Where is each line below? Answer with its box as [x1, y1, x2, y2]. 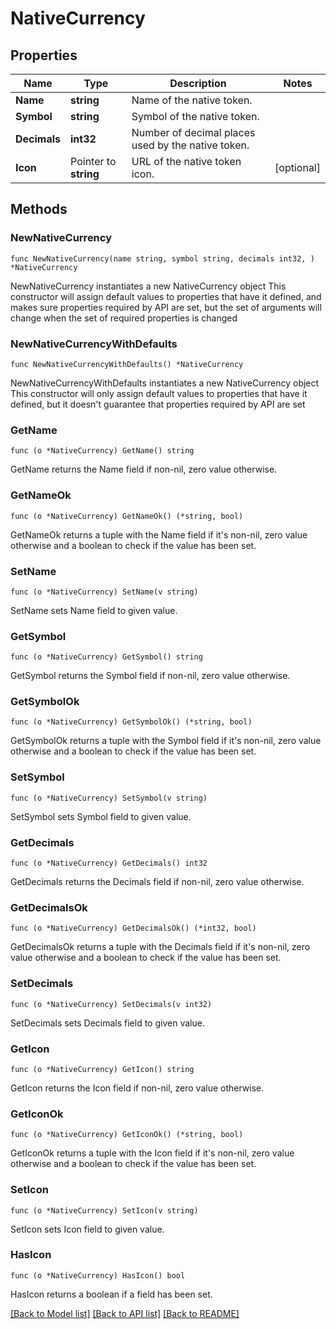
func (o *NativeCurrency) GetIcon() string [10, 1064, 195, 1074]
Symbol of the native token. [131, 110, 260, 123]
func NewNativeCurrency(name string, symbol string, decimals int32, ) [10, 253, 315, 264]
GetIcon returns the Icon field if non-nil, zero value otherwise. [10, 1082, 265, 1094]
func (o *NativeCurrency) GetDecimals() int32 [10, 858, 208, 869]
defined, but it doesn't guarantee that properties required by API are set [10, 398, 306, 410]
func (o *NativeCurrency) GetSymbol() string [10, 652, 203, 662]
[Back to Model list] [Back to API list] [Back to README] [10, 1307, 240, 1319]
